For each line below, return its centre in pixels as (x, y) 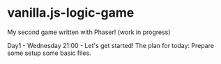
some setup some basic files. (49, 53)
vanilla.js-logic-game (71, 13)
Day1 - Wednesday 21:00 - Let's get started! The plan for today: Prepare (111, 45)
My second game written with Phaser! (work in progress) (89, 32)
